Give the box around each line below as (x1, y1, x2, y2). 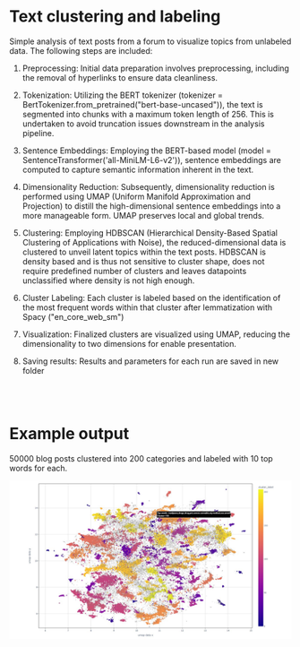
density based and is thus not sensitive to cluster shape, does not (21, 255, 265, 266)
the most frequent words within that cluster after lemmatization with (21, 302, 273, 313)
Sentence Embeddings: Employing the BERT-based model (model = (21, 145, 271, 156)
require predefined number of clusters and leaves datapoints (21, 265, 247, 276)
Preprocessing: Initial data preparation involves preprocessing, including (21, 63, 289, 73)
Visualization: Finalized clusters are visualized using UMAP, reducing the (21, 329, 291, 340)
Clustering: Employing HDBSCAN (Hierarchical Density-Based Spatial (21, 227, 278, 238)
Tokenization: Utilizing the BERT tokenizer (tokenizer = (21, 90, 224, 100)
